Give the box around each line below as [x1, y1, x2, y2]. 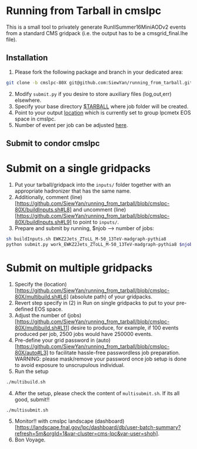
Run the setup [14, 368, 49, 375]
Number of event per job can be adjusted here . [14, 121, 128, 128]
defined [14, 306, 34, 313]
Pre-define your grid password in [14, 337, 95, 344]
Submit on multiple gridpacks [6, 261, 153, 275]
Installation [6, 53, 48, 63]
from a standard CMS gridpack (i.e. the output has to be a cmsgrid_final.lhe [6, 29, 188, 36]
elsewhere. [14, 97, 42, 104]
